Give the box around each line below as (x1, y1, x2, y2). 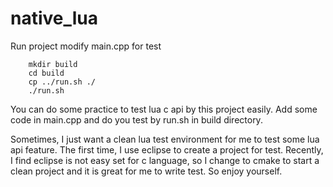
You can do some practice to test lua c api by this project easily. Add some (10, 103, 318, 115)
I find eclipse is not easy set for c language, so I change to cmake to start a (10, 154, 320, 166)
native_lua (10, 7, 99, 30)
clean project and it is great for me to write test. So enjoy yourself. (10, 165, 283, 177)
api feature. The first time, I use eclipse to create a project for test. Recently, (10, 143, 324, 156)
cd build (28, 68, 65, 78)
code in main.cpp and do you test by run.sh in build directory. (10, 113, 263, 126)
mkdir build (28, 59, 78, 69)
